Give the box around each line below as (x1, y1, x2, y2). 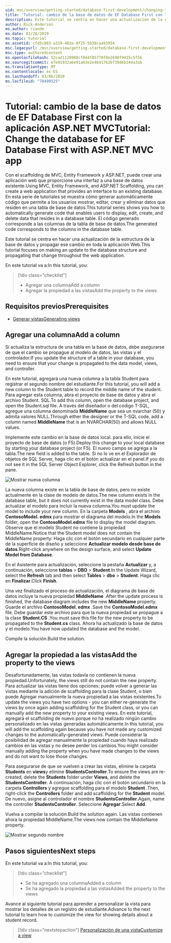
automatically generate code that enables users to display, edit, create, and (5, 210, 163, 216)
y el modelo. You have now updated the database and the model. (5, 626, 140, 632)
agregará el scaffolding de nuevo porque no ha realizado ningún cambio (5, 715, 157, 721)
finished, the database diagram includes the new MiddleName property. (5, 598, 157, 605)
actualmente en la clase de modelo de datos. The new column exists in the (5, 492, 160, 498)
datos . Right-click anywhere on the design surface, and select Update (5, 546, 152, 552)
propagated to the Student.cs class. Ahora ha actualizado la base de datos (5, 620, 163, 626)
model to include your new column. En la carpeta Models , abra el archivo (5, 509, 160, 515)
